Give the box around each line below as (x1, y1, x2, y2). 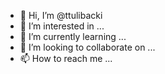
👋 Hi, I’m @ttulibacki (19, 10, 103, 21)
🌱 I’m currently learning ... (19, 31, 127, 42)
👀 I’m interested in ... (19, 20, 105, 32)
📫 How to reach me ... (19, 53, 113, 64)
